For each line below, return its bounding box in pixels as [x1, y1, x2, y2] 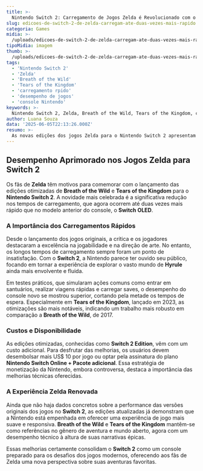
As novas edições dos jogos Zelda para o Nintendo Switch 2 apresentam [11, 133, 196, 139]
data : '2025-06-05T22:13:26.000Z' [6, 122, 94, 128]
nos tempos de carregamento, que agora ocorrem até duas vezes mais [6, 200, 183, 207]
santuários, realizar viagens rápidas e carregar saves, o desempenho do [6, 285, 186, 292]
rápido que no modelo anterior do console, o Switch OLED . [6, 206, 153, 214]
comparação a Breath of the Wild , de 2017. [6, 311, 114, 318]
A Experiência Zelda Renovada [6, 387, 98, 396]
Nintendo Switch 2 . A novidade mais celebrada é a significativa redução [6, 193, 187, 200]
